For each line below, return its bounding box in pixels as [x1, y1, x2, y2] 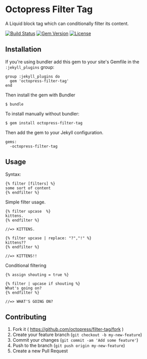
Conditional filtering [5, 262, 47, 268]
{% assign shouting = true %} [5, 272, 69, 277]
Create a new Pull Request [12, 348, 68, 354]
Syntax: [5, 171, 21, 177]
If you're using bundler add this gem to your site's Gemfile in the [5, 59, 139, 65]
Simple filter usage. [5, 199, 46, 205]
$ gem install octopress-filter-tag [5, 120, 83, 125]
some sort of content [5, 185, 51, 191]
